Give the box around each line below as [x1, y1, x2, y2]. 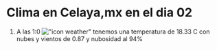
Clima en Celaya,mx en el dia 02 [6, 5, 193, 21]
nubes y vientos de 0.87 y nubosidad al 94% [16, 34, 144, 42]
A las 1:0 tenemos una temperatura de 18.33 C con [16, 27, 210, 36]
